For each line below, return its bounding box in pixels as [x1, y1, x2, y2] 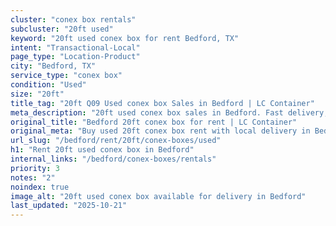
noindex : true [10, 182, 70, 192]
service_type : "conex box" [10, 71, 123, 81]
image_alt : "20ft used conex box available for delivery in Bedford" [10, 191, 307, 201]
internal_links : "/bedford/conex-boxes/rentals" [10, 154, 217, 164]
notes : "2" [10, 172, 56, 183]
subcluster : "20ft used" [10, 24, 114, 34]
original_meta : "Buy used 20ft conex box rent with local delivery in [10, 126, 311, 136]
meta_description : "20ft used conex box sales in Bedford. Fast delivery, [10, 107, 329, 118]
